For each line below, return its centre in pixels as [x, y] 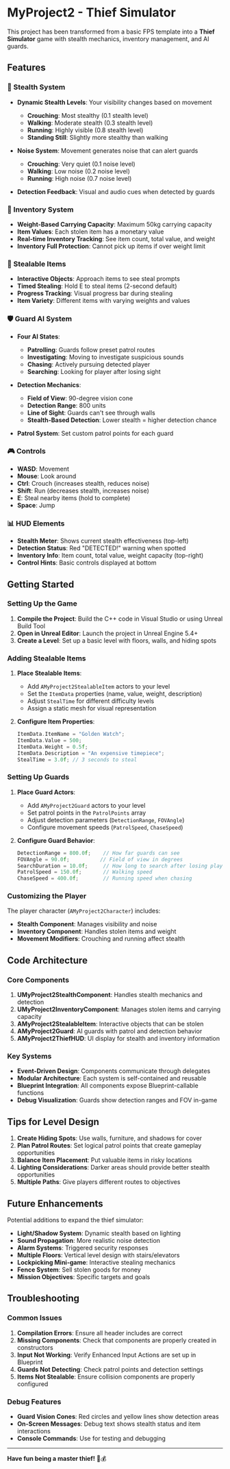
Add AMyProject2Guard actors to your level [86, 805]
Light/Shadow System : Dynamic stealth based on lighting [99, 1233]
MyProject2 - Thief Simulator [91, 13]
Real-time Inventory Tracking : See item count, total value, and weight [116, 238]
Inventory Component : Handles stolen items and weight [97, 931]
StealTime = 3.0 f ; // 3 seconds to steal [77, 760]
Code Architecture [47, 960]
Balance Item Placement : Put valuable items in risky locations [104, 1160]
